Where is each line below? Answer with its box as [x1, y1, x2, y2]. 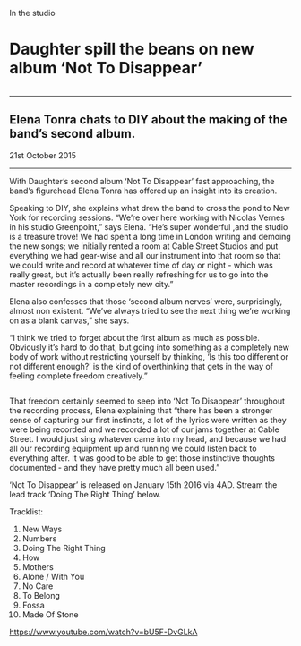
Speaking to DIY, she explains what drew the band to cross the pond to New [9, 202, 290, 213]
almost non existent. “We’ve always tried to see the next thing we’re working [9, 305, 291, 316]
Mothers [21, 561, 54, 572]
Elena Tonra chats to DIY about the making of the [9, 112, 288, 128]
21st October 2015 [9, 149, 76, 160]
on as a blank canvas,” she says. [9, 315, 130, 326]
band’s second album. [9, 126, 136, 141]
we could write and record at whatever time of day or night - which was [9, 259, 273, 270]
